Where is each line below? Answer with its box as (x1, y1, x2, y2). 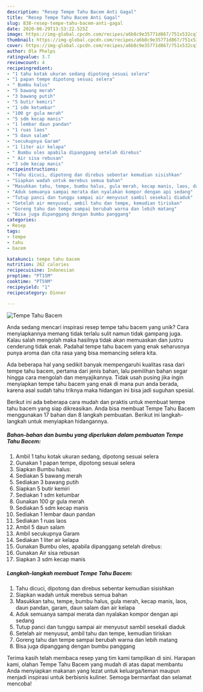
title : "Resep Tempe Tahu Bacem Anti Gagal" (7, 15, 120, 21)
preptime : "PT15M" (7, 273, 53, 279)
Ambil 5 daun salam (15, 524, 65, 531)
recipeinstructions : (7, 166, 59, 172)
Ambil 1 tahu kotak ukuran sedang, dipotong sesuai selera (15, 453, 159, 460)
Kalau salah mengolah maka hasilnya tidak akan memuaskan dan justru (7, 336, 183, 344)
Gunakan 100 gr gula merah (15, 498, 85, 505)
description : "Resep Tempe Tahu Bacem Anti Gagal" (7, 8, 137, 15)
